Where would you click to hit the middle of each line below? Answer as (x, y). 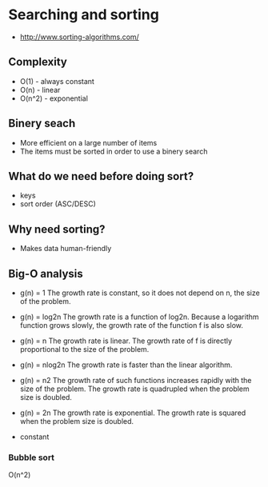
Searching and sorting (84, 15)
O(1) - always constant (57, 81)
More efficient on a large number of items (88, 142)
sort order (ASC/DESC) (58, 204)
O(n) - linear (40, 90)
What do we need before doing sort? (101, 176)
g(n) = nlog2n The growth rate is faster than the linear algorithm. (126, 365)
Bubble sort (31, 457)
